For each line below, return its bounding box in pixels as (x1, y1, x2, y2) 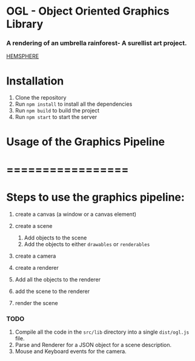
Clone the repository (15, 94, 67, 101)
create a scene (15, 222, 53, 229)
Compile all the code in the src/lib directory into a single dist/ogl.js (15, 328, 190, 335)
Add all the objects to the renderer (15, 275, 101, 283)
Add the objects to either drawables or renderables (24, 240, 150, 247)
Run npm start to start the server (15, 114, 97, 121)
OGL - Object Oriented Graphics (6, 4, 170, 18)
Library (6, 17, 44, 31)
